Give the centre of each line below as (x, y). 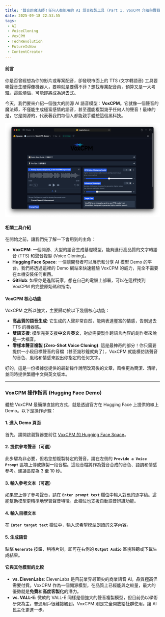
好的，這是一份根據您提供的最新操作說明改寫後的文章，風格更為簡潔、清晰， (82, 368)
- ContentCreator (25, 52)
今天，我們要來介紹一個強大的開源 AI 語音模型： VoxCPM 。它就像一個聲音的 (82, 103)
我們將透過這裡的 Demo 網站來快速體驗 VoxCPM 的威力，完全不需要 (90, 268)
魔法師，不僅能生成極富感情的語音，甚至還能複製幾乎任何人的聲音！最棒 (78, 109)
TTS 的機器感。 (28, 327)
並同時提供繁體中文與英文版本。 (37, 374)
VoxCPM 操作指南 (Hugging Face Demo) (54, 393)
